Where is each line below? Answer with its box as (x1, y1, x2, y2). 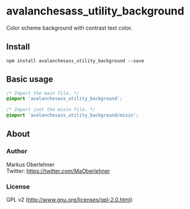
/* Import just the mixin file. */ (6, 107, 96, 113)
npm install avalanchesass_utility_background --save (6, 57, 145, 64)
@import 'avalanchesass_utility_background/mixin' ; (6, 112, 139, 118)
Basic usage (6, 74, 53, 85)
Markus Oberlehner (6, 161, 55, 168)
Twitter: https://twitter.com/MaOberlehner (6, 167, 110, 175)
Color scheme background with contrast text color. (6, 24, 133, 31)
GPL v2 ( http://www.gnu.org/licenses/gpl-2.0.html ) (6, 196, 133, 204)
